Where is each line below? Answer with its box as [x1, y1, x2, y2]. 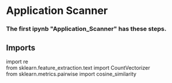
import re [6, 58, 28, 65]
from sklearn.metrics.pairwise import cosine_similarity [6, 70, 136, 77]
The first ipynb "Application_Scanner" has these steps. [6, 25, 167, 33]
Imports [6, 42, 36, 53]
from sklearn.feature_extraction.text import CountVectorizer [6, 64, 150, 71]
